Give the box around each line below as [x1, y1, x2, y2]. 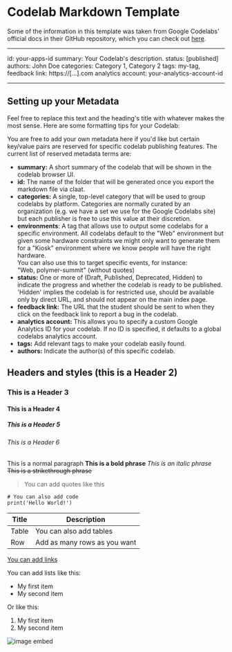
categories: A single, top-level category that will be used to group [17, 192, 206, 201]
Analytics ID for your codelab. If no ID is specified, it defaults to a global [17, 325, 222, 333]
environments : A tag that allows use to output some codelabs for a [17, 221, 209, 230]
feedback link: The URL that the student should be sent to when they [17, 302, 215, 311]
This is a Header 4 [7, 404, 61, 413]
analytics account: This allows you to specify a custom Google [17, 317, 198, 325]
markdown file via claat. [17, 185, 86, 193]
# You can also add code [7, 493, 79, 500]
